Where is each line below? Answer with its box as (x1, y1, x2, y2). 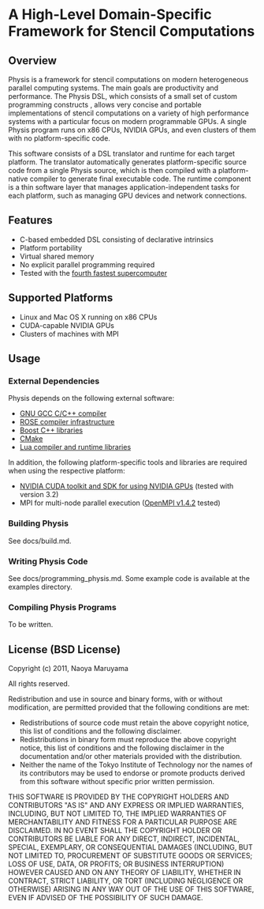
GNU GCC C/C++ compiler (19, 409, 107, 418)
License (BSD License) (8, 643, 121, 656)
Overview (8, 54, 58, 67)
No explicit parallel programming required (19, 259, 155, 270)
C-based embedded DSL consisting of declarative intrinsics (19, 235, 214, 244)
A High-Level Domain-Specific (8, 6, 212, 24)
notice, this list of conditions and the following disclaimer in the (19, 743, 225, 752)
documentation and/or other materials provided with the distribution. (19, 752, 242, 761)
